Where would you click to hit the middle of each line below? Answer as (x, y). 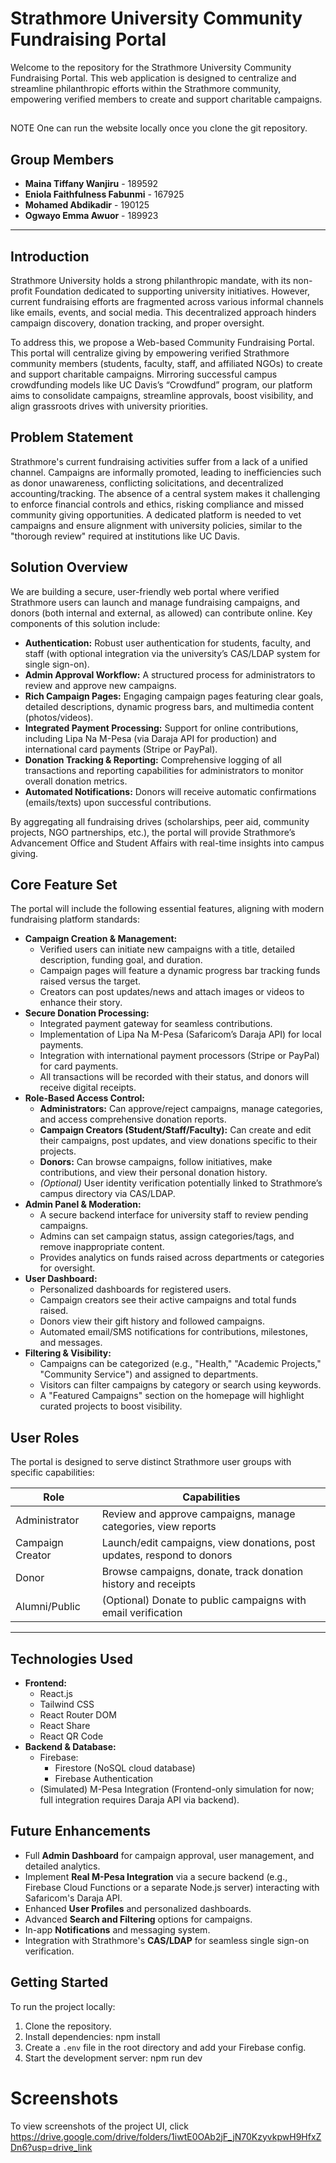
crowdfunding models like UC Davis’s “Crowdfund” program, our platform (161, 384)
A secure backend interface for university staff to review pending (174, 1215)
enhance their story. (81, 1003)
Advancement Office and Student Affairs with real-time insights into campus (167, 843)
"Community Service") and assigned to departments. (149, 1374)
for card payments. (79, 1066)
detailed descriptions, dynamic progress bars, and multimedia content (169, 706)
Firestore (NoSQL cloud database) (125, 1768)
